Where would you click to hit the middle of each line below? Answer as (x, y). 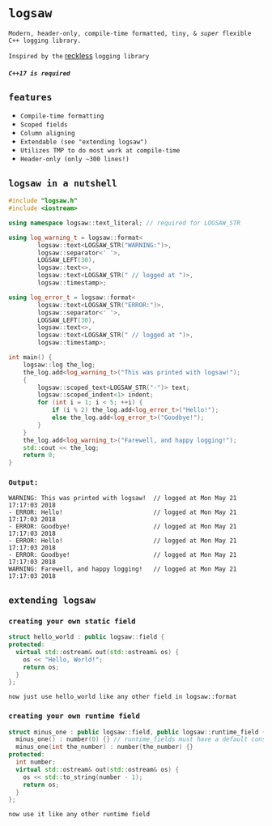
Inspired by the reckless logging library (79, 55)
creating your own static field (72, 621)
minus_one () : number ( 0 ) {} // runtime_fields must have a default (132, 739)
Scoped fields (44, 125)
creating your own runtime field (74, 716)
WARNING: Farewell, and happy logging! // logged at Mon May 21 (123, 569)
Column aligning (47, 134)
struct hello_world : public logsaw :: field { (86, 637)
